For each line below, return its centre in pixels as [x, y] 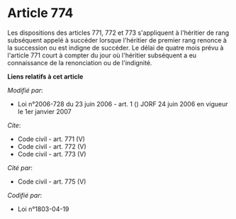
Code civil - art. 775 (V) [52, 181]
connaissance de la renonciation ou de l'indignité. [80, 62]
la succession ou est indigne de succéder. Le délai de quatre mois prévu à [116, 47]
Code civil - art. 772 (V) [52, 146]
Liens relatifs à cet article [45, 77]
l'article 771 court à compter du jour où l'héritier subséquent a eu [102, 55]
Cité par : [20, 167]
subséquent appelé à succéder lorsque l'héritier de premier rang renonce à [117, 40]
